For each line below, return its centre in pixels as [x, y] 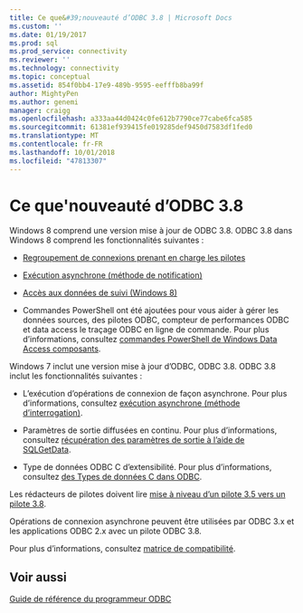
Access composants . [62, 349]
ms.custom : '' [36, 26]
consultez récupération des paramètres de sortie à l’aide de [133, 440]
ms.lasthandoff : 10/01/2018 [62, 152]
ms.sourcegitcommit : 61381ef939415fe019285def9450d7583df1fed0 [131, 128]
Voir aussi [38, 577]
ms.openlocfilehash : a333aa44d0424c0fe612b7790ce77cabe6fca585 [131, 119]
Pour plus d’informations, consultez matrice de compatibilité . [123, 549]
